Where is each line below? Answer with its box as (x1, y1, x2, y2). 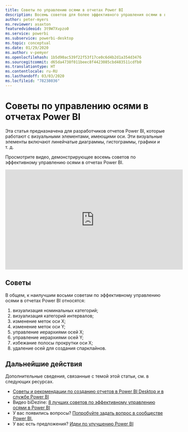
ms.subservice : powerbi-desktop (5, 36, 73, 41)
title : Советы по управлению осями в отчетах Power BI (5, 7, 124, 13)
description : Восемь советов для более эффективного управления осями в (5, 12, 162, 17)
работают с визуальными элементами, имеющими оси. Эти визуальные (5, 133, 163, 139)
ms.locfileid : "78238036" (5, 78, 60, 83)
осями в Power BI (12, 405, 51, 411)
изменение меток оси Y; (12, 323, 66, 329)
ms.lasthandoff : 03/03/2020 (5, 74, 65, 79)
